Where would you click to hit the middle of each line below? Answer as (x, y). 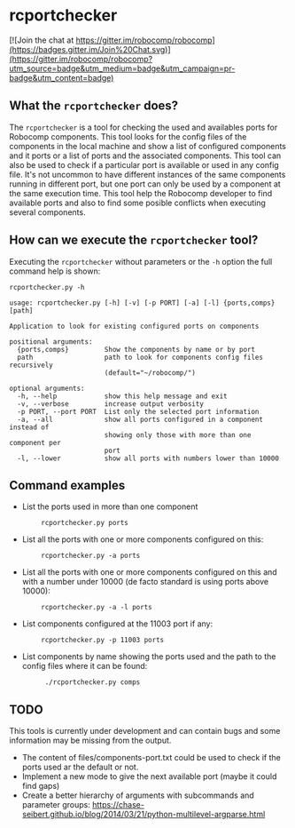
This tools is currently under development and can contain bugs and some (145, 731)
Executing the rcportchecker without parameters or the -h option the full (141, 261)
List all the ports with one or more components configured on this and (149, 572)
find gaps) (41, 786)
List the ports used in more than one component (110, 506)
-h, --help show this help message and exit (122, 396)
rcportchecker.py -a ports (91, 556)
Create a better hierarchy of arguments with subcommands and (138, 795)
